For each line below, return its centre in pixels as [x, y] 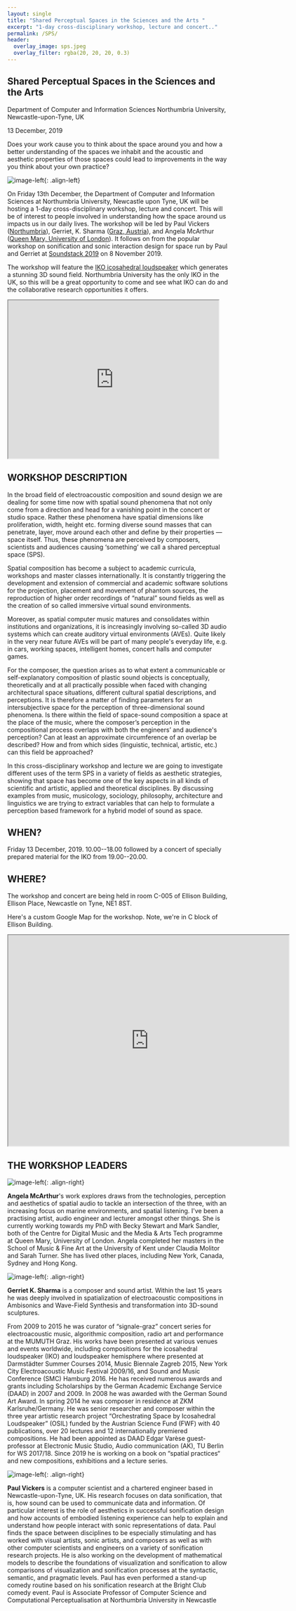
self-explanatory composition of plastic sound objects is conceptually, [109, 677]
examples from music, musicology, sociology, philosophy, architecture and [115, 796]
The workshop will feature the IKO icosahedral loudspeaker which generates [118, 267]
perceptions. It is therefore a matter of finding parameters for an [100, 699]
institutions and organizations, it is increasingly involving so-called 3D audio [117, 626]
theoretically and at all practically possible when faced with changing [107, 685]
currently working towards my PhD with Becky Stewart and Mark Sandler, [113, 1225]
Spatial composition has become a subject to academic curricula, [102, 568]
